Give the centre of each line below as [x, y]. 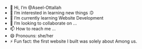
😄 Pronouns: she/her [31, 36]
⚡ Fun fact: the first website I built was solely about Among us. [73, 41]
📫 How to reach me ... [33, 29]
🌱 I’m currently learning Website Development [57, 18]
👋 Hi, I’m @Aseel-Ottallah [36, 8]
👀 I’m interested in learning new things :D [52, 13]
